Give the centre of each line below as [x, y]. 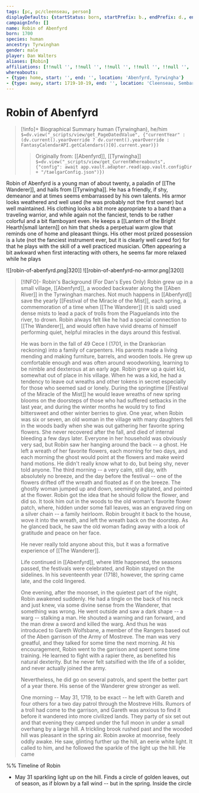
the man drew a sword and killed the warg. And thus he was [94, 624]
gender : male [22, 50]
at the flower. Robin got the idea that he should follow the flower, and [105, 495]
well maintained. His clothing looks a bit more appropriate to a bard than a [96, 208]
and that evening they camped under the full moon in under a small [102, 722]
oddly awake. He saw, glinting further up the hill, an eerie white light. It [106, 741]
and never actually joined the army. [63, 668]
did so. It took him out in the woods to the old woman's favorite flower [106, 501]
